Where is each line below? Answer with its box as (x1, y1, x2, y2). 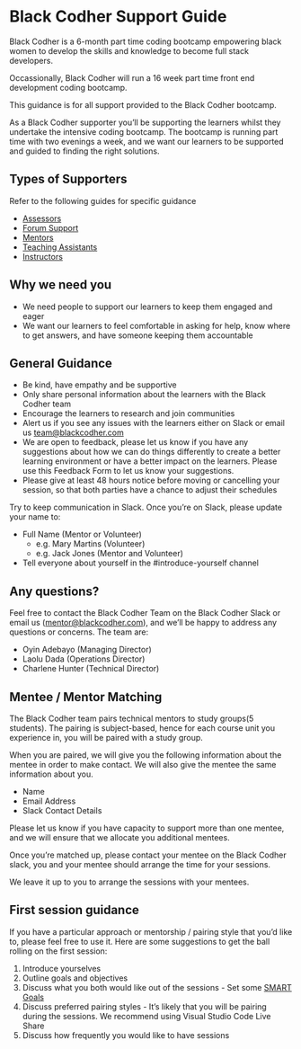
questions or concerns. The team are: (9, 627, 149, 637)
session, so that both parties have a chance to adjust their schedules (22, 484, 278, 495)
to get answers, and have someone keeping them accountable (22, 330, 253, 341)
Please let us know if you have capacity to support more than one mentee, (9, 822, 285, 833)
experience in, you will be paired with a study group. (9, 733, 204, 742)
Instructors (22, 251, 63, 262)
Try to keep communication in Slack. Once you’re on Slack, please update (9, 502, 283, 513)
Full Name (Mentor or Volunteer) (22, 529, 142, 540)
